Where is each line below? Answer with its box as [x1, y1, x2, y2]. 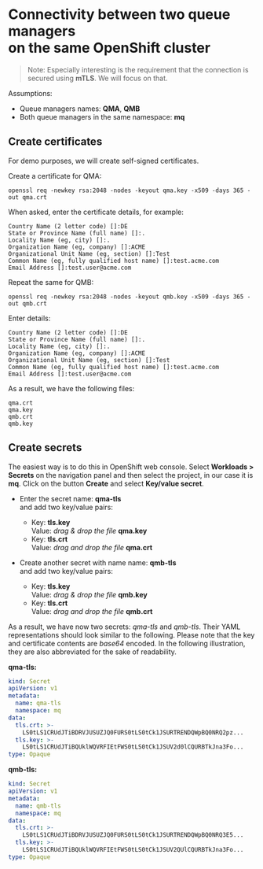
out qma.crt [8, 193, 47, 202]
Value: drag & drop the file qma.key [31, 526, 148, 535]
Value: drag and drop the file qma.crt [31, 542, 153, 552]
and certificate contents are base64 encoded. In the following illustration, [8, 638, 246, 648]
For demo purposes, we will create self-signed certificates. [8, 156, 199, 165]
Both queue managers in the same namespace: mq [19, 112, 185, 121]
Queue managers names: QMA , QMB [19, 104, 141, 113]
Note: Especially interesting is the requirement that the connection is [27, 65, 249, 74]
